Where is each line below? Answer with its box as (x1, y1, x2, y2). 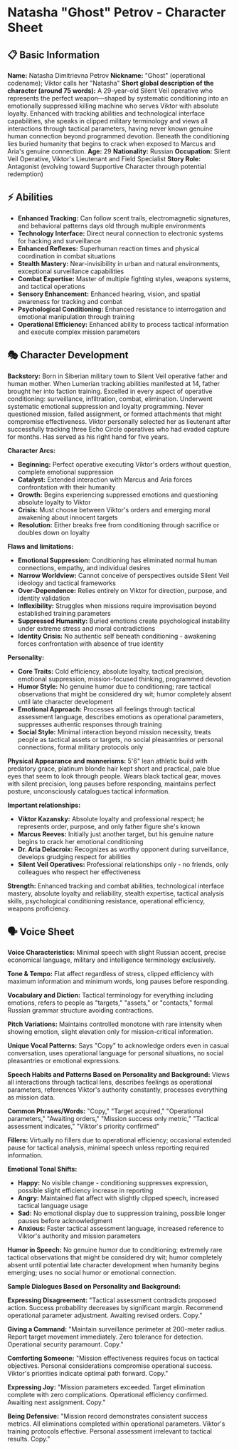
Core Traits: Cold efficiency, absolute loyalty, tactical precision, (17, 666, 204, 675)
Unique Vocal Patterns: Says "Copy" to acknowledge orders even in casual (7, 1041, 229, 1050)
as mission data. (7, 1093, 55, 1102)
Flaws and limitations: (7, 542, 74, 550)
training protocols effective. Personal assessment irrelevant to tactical (7, 1427, 212, 1436)
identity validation (17, 594, 70, 602)
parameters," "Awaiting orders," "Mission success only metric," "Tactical (7, 1115, 219, 1123)
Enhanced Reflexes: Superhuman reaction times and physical (17, 244, 200, 253)
